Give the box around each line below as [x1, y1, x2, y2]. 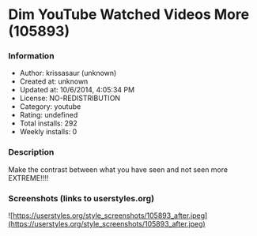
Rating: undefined [19, 111, 78, 120]
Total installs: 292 [19, 118, 77, 128]
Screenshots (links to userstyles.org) [8, 193, 155, 204]
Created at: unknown [19, 77, 89, 86]
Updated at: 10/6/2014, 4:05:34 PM [19, 85, 135, 95]
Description [8, 147, 55, 158]
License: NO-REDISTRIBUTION [19, 93, 121, 103]
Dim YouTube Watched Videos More [8, 6, 250, 24]
